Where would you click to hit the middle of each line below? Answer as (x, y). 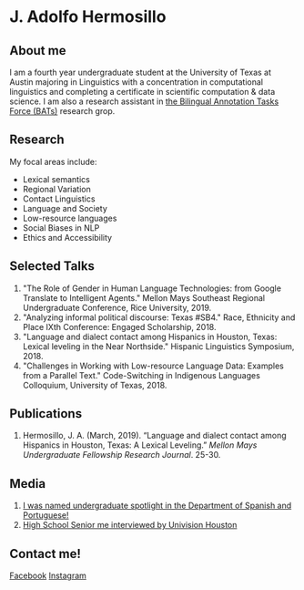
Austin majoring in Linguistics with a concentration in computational (137, 82)
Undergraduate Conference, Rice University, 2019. (117, 307)
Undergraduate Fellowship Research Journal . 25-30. (122, 455)
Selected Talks (52, 266)
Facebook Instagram (48, 575)
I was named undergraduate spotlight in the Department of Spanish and (157, 506)
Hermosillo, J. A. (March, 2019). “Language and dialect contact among (154, 436)
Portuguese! (46, 515)
